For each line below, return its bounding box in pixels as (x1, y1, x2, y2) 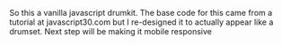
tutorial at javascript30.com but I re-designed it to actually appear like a (9, 17, 274, 27)
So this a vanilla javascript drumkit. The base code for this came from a (9, 8, 273, 18)
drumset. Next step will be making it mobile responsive (9, 26, 213, 36)
